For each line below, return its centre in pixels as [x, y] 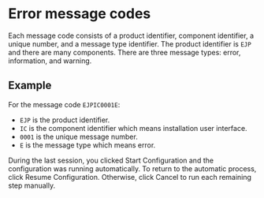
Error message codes [80, 14]
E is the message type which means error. [87, 145]
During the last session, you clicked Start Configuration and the [111, 160]
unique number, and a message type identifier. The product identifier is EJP [130, 43]
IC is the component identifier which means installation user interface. [133, 128]
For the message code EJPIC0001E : [64, 104]
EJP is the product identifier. [65, 120]
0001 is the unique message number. [78, 136]
